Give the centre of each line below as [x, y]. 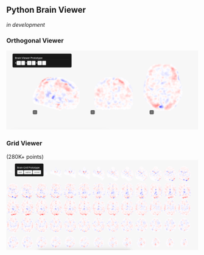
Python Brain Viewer [46, 10]
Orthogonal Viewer [35, 40]
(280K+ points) [25, 156]
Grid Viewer [24, 144]
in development [26, 24]
